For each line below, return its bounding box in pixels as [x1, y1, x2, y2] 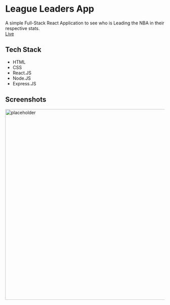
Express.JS [12, 80, 36, 86]
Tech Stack [5, 45, 41, 54]
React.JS [12, 70, 32, 76]
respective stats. [5, 25, 40, 31]
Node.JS [12, 75, 31, 81]
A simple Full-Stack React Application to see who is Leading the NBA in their [5, 20, 164, 26]
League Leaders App [5, 3, 95, 15]
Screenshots [5, 95, 47, 104]
